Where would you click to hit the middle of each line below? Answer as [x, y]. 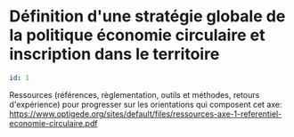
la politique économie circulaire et [137, 35]
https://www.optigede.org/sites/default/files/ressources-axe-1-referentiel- [146, 114]
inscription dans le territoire [114, 54]
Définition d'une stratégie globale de [147, 16]
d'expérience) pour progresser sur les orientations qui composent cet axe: [146, 104]
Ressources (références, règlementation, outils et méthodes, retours [135, 94]
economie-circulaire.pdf [53, 123]
